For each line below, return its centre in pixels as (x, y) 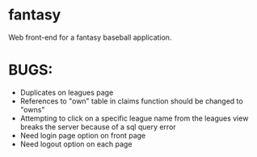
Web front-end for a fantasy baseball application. (90, 37)
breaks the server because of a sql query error (98, 126)
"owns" (32, 109)
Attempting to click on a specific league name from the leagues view (134, 118)
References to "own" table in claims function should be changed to (132, 101)
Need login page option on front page (83, 135)
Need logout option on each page (76, 144)
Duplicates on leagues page (67, 92)
